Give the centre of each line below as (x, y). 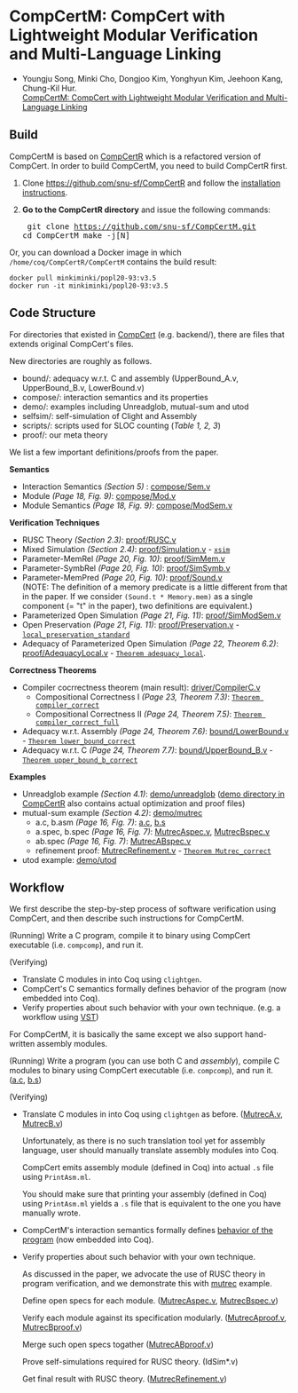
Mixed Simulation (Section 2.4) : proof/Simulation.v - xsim (126, 549)
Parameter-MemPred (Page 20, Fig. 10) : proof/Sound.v (122, 577)
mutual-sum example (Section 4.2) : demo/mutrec (112, 812)
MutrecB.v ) (43, 1124)
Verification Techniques (55, 522)
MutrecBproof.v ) (52, 1327)
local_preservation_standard (76, 635)
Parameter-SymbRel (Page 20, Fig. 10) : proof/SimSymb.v (126, 568)
